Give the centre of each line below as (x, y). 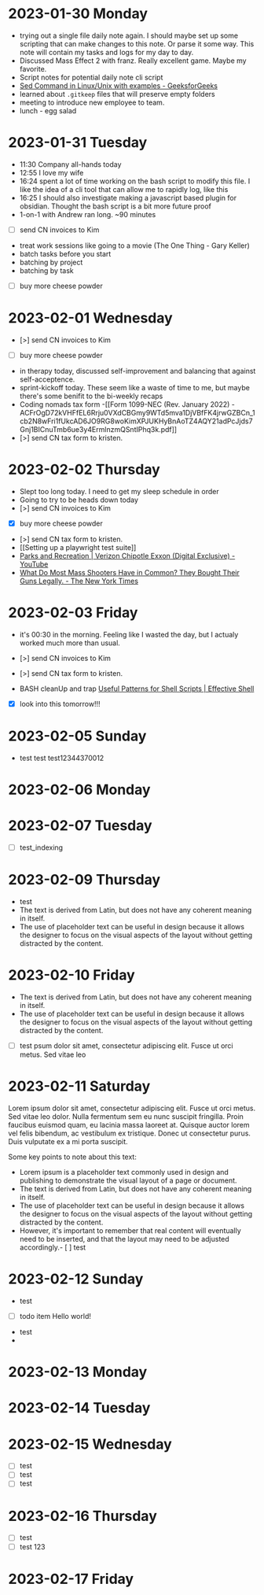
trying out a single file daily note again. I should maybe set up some (128, 35)
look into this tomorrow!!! (60, 703)
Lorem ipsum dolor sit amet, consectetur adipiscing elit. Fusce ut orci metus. (132, 1108)
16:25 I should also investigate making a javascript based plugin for (128, 198)
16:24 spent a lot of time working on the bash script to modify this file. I (135, 181)
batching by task (46, 270)
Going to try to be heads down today (79, 500)
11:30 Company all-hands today (70, 164)
